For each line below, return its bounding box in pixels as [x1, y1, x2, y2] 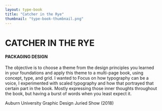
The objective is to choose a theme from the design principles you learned [5, 65, 154, 70]
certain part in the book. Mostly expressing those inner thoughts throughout [5, 85, 157, 91]
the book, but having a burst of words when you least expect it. [5, 90, 132, 96]
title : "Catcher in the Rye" [5, 12, 64, 17]
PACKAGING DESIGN [5, 54, 48, 60]
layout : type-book [5, 7, 42, 12]
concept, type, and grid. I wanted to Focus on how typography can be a [5, 75, 149, 81]
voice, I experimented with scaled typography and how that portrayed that [5, 80, 154, 86]
